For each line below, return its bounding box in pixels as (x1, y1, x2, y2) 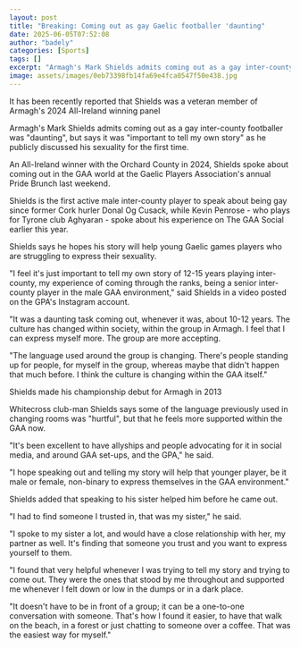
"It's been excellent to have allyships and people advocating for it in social (9, 440, 283, 451)
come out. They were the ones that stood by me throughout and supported (9, 574, 285, 585)
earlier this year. (9, 223, 69, 234)
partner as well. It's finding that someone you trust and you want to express (9, 537, 287, 548)
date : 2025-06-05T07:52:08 (9, 29, 110, 38)
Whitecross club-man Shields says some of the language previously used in (9, 403, 288, 414)
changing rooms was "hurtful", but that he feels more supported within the (9, 413, 283, 424)
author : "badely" (9, 38, 74, 47)
